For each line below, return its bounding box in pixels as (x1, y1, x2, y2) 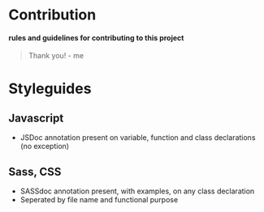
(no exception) (19, 142, 70, 151)
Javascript (8, 111, 64, 125)
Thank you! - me (28, 51, 84, 61)
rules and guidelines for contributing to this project (8, 32, 184, 42)
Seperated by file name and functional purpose (19, 195, 179, 205)
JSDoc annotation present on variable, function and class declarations (19, 133, 256, 142)
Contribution (8, 6, 97, 24)
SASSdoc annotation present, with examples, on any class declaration (19, 186, 255, 196)
